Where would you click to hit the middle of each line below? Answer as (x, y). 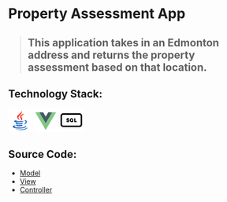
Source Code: (43, 154)
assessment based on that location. (117, 67)
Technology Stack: (56, 94)
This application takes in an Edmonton (123, 43)
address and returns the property (111, 55)
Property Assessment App (97, 14)
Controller (36, 190)
